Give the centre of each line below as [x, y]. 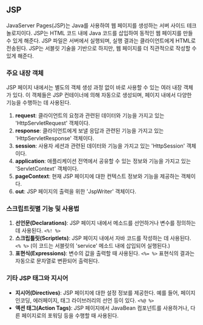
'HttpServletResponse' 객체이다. [55, 139]
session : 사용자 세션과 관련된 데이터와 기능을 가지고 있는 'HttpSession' [100, 146]
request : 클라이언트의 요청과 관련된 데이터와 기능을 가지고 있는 [90, 115]
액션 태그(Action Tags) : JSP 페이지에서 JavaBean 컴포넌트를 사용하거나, [102, 308]
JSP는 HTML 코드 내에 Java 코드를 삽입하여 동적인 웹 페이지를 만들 [113, 33]
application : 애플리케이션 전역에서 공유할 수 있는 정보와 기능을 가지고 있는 [103, 161]
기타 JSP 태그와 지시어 [37, 278]
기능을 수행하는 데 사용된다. [39, 103]
